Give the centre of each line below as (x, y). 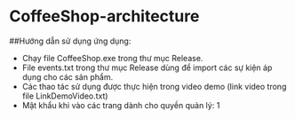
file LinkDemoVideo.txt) (65, 96)
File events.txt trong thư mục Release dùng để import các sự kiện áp (147, 67)
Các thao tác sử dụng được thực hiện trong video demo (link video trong (154, 86)
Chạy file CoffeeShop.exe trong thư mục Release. (112, 58)
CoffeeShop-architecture (104, 16)
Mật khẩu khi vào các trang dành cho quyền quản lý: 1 (121, 105)
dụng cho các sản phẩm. (68, 76)
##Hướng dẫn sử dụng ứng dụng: (70, 41)
